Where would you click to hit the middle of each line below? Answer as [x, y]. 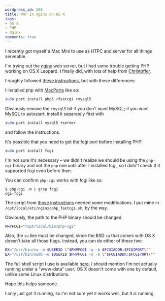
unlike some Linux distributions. [37, 274]
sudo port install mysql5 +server [41, 123]
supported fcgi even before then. [39, 171]
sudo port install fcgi [30, 150]
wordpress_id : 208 [24, 10]
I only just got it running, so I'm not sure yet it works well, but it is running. [80, 294]
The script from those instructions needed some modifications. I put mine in [82, 203]
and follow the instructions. [33, 132]
